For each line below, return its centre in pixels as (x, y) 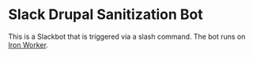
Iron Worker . (28, 44)
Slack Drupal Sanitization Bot (106, 15)
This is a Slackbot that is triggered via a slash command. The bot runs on (127, 36)
